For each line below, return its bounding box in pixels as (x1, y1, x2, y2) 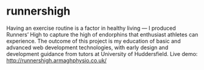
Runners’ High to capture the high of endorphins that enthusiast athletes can (6, 30, 199, 38)
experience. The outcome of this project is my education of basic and (6, 37, 181, 44)
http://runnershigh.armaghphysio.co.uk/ (6, 57, 107, 64)
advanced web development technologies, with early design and (6, 44, 169, 51)
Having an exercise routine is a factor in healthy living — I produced (6, 24, 177, 32)
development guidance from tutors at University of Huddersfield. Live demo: (6, 50, 198, 57)
